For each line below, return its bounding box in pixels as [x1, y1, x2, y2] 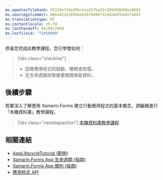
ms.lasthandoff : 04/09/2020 [5, 26, 64, 31]
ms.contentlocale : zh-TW [5, 21, 57, 27]
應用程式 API [12, 169, 39, 175]
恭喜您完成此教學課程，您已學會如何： [5, 45, 85, 51]
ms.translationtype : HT [5, 17, 55, 22]
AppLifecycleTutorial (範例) [12, 150, 68, 156]
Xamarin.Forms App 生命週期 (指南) [12, 156, 86, 162]
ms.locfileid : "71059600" [5, 31, 59, 36]
